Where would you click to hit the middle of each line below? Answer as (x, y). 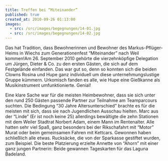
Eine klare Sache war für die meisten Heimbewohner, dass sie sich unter (80, 95)
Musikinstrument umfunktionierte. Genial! (48, 85)
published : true (22, 15)
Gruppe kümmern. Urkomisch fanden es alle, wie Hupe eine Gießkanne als (83, 80)
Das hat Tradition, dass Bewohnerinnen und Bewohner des (66, 48)
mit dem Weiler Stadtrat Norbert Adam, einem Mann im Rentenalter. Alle (80, 122)
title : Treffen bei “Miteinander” (42, 10)
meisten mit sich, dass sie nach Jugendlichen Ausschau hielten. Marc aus (82, 111)
